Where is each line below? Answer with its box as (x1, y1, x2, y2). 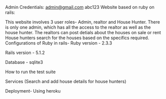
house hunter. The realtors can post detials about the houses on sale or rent (5, 30, 161, 35)
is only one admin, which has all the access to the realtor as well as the (5, 24, 151, 30)
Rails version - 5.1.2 (5, 49, 45, 55)
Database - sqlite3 (5, 59, 43, 65)
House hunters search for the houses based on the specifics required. (5, 35, 150, 41)
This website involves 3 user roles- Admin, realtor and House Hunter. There (5, 19, 161, 25)
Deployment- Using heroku (5, 88, 61, 94)
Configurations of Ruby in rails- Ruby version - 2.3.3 (5, 40, 112, 46)
